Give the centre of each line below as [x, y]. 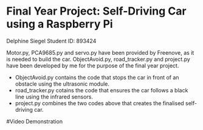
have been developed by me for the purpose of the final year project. [93, 66]
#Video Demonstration [34, 121]
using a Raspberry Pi [60, 24]
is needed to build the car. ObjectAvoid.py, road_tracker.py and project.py [98, 59]
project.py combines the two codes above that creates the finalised [99, 103]
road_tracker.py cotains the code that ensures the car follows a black [101, 90]
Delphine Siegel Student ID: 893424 [51, 41]
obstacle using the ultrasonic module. [62, 84]
